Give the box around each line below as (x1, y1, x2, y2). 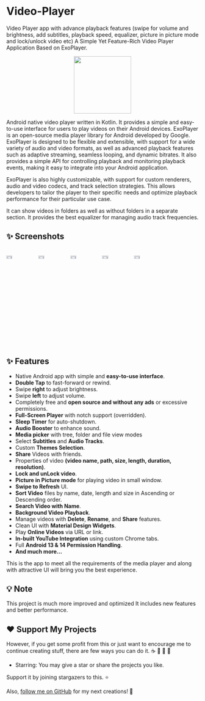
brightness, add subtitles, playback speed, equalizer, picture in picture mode (6, 31, 199, 38)
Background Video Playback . (15, 508, 90, 516)
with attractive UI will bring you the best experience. (6, 566, 137, 573)
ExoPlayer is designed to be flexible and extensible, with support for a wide (6, 138, 195, 145)
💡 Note (6, 584, 33, 594)
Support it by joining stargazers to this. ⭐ (6, 673, 109, 681)
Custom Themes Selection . (15, 444, 85, 451)
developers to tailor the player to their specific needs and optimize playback (6, 188, 198, 196)
